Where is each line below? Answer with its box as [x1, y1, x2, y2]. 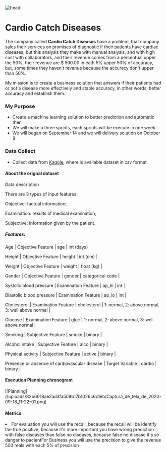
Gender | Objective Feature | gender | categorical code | [5, 272, 120, 278]
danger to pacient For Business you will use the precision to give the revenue [5, 437, 161, 443]
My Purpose [5, 102, 35, 109]
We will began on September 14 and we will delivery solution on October [12, 130, 161, 136]
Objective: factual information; [5, 200, 67, 206]
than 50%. [5, 70, 26, 76]
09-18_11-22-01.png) [5, 398, 47, 405]
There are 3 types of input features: [5, 191, 78, 197]
